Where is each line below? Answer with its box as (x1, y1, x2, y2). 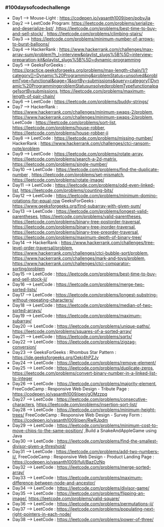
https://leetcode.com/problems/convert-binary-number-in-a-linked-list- (12, 370, 158, 376)
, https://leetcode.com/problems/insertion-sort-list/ (34, 402, 138, 408)
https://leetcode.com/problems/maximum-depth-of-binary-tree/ (12, 234, 142, 240)
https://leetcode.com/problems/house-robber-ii (12, 130, 109, 136)
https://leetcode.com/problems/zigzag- (57, 339, 137, 345)
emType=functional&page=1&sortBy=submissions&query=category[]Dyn (12, 78, 159, 84)
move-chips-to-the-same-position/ (12, 428, 83, 434)
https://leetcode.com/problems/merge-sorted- (57, 464, 151, 470)
